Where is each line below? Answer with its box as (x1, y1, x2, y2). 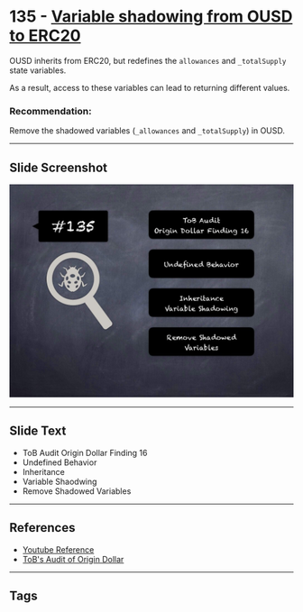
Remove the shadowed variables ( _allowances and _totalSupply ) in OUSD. (9, 125, 286, 136)
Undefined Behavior (22, 457, 97, 468)
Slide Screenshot (9, 160, 108, 175)
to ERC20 (9, 25, 81, 46)
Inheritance (22, 466, 66, 477)
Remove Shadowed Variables (22, 485, 132, 497)
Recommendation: (9, 105, 92, 117)
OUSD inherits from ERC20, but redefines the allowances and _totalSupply (9, 55, 287, 66)
